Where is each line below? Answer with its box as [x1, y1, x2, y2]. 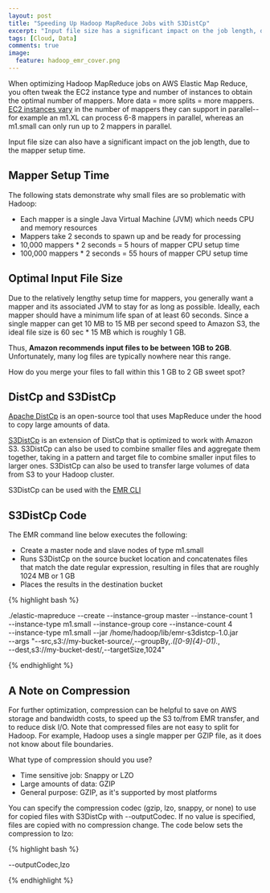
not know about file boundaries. [8, 739, 114, 748]
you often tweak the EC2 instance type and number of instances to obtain [8, 87, 253, 96]
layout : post [8, 11, 52, 20]
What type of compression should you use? [8, 755, 153, 764]
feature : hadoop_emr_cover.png [15, 57, 121, 65]
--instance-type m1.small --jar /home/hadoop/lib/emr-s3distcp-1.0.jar [8, 628, 239, 637]
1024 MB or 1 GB [19, 571, 76, 581]
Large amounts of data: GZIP [19, 779, 116, 789]
